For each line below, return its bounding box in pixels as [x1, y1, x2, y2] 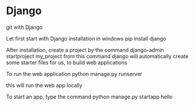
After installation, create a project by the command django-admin [6, 46, 165, 54]
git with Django [6, 24, 43, 31]
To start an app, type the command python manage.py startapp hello [6, 93, 173, 100]
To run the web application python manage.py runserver [6, 70, 143, 77]
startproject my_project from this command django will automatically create [6, 52, 189, 59]
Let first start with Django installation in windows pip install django [6, 35, 166, 42]
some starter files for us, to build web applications [6, 59, 128, 66]
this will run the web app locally [6, 81, 83, 89]
